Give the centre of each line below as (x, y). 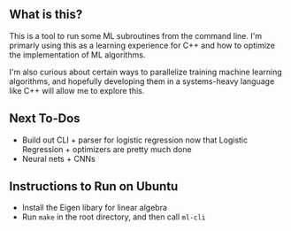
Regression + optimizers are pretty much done (107, 149)
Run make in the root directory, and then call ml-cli (114, 217)
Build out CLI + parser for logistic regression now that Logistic (135, 140)
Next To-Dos (45, 119)
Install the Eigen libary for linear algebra (95, 208)
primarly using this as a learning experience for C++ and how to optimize (142, 45)
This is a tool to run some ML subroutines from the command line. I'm (136, 35)
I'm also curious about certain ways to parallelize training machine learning (146, 72)
